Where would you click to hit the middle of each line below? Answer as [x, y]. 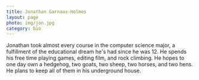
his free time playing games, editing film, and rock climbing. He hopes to [95, 58]
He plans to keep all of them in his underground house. [74, 71]
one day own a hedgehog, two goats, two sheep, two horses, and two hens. [99, 64]
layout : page [22, 17]
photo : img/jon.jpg [30, 23]
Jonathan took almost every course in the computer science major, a [91, 45]
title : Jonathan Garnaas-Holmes [46, 12]
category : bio [24, 28]
